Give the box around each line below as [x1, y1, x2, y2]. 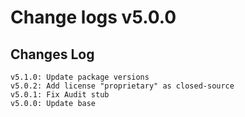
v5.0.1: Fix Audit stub [10, 90, 110, 100]
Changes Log [10, 46, 95, 63]
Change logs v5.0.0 [10, 6, 177, 29]
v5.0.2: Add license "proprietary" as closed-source [10, 81, 235, 91]
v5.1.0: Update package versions [10, 72, 150, 82]
